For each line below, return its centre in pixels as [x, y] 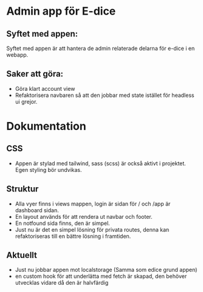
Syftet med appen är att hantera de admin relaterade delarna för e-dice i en [101, 48]
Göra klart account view [45, 88]
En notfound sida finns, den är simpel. [63, 223]
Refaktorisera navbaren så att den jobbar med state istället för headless [105, 95]
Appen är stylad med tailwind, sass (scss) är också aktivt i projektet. [101, 163]
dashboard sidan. [37, 210]
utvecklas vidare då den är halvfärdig [62, 283]
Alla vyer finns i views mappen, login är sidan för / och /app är [93, 204]
